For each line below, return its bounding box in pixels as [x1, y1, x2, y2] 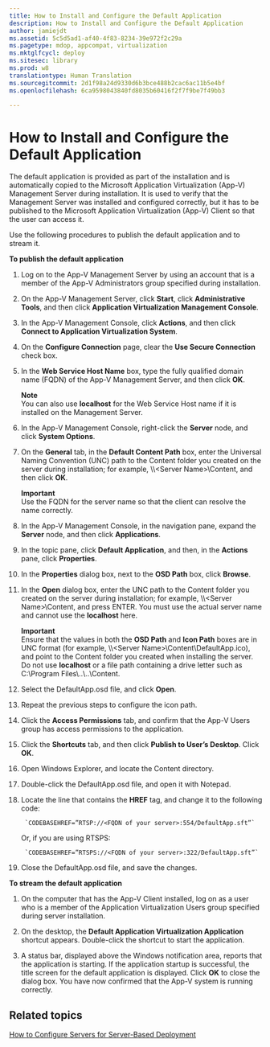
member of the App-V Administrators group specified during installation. [20, 278, 260, 288]
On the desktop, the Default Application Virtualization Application [20, 926, 244, 937]
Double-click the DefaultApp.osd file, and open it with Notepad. [20, 779, 231, 789]
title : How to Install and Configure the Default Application [9, 11, 222, 20]
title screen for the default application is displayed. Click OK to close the [20, 968, 260, 978]
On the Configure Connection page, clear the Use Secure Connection [20, 343, 256, 352]
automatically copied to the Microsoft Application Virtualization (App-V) [9, 180, 246, 190]
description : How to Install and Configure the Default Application [9, 19, 243, 27]
